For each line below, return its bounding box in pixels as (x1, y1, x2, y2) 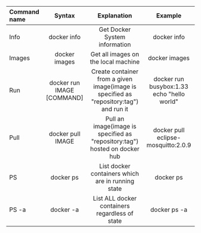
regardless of (96, 210, 133, 217)
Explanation (98, 11, 133, 20)
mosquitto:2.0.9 (146, 141, 191, 149)
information (98, 40, 132, 49)
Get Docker (98, 25, 131, 34)
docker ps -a (150, 205, 187, 214)
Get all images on (90, 50, 139, 58)
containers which (90, 169, 139, 178)
